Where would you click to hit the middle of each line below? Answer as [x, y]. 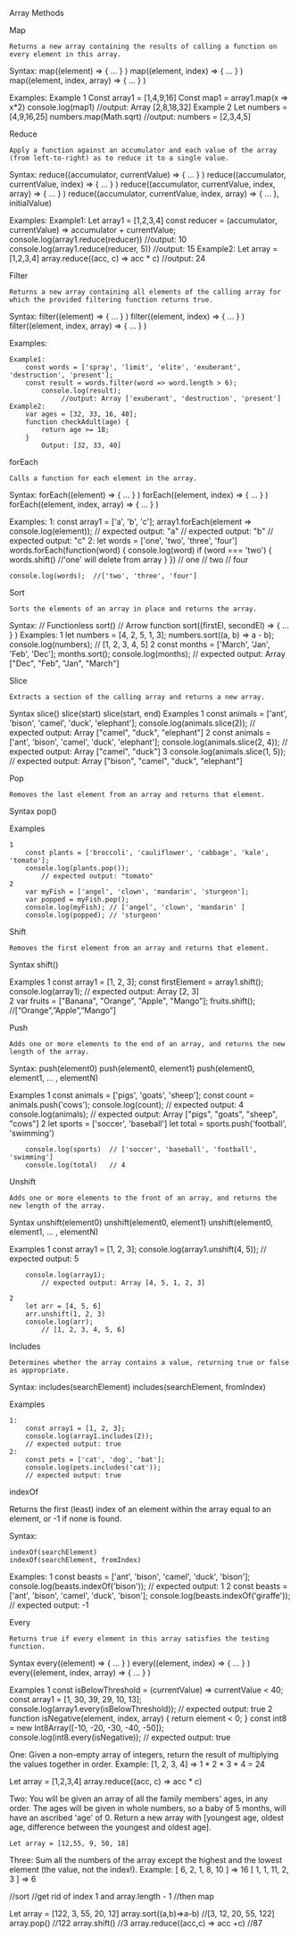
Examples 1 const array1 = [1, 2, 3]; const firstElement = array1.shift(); [137, 982]
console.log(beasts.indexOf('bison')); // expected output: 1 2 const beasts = [149, 1586]
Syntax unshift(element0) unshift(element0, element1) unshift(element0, [141, 1222]
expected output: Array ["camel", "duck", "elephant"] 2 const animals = [140, 732]
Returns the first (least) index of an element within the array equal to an [140, 1509]
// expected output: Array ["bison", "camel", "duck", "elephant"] [126, 761]
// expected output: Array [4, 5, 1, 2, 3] [123, 1283]
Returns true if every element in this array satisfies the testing [139, 1639]
